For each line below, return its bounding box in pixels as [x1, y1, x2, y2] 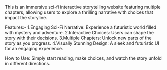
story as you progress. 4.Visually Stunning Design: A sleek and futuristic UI [5, 40, 160, 46]
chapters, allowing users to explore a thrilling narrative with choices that [5, 9, 153, 15]
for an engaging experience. [5, 46, 63, 51]
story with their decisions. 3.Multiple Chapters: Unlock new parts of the [5, 35, 152, 41]
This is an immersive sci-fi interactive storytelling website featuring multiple [5, 4, 161, 10]
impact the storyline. [5, 15, 47, 20]
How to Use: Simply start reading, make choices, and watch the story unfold [5, 55, 162, 61]
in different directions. [5, 61, 51, 66]
